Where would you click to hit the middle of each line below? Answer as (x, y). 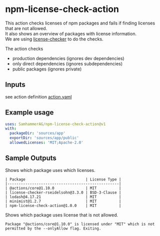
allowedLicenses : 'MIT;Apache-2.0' (47, 143)
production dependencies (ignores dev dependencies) (68, 58)
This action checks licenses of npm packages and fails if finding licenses (80, 23)
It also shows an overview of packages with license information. (71, 33)
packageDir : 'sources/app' (38, 133)
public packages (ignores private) (47, 69)
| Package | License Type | (63, 179)
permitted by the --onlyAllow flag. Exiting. (53, 228)
